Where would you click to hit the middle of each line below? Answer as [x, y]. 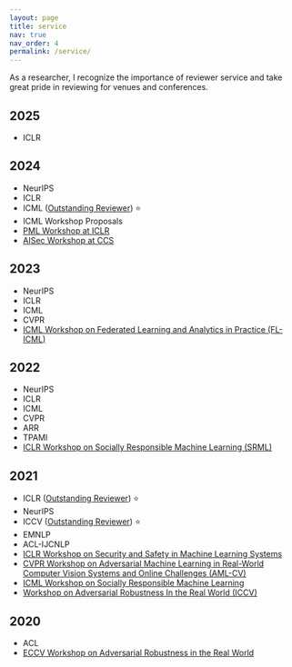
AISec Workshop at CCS [68, 240]
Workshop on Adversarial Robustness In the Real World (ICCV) [140, 592]
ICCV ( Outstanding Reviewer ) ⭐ [81, 522]
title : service [38, 26]
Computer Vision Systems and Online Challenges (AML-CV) [135, 573]
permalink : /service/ [50, 52]
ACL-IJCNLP [46, 544]
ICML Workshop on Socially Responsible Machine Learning [133, 583]
